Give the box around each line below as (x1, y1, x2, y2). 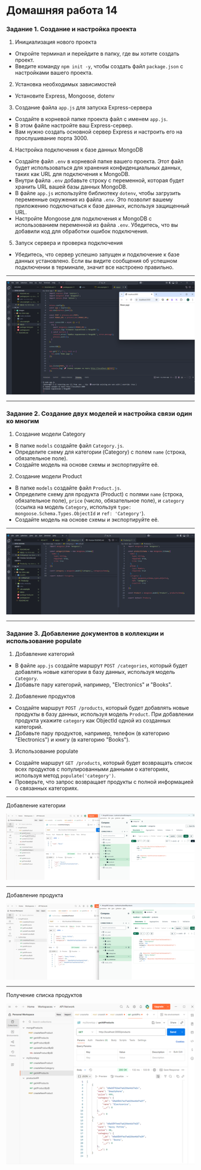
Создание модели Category (14, 430, 86, 437)
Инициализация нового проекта (14, 38, 97, 45)
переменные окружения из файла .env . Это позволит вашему (14, 196, 173, 203)
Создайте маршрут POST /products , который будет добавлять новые (14, 704, 190, 712)
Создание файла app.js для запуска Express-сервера (14, 104, 153, 111)
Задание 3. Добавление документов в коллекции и (6, 629, 165, 637)
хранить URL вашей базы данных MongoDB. (14, 183, 127, 190)
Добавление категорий (14, 651, 75, 658)
